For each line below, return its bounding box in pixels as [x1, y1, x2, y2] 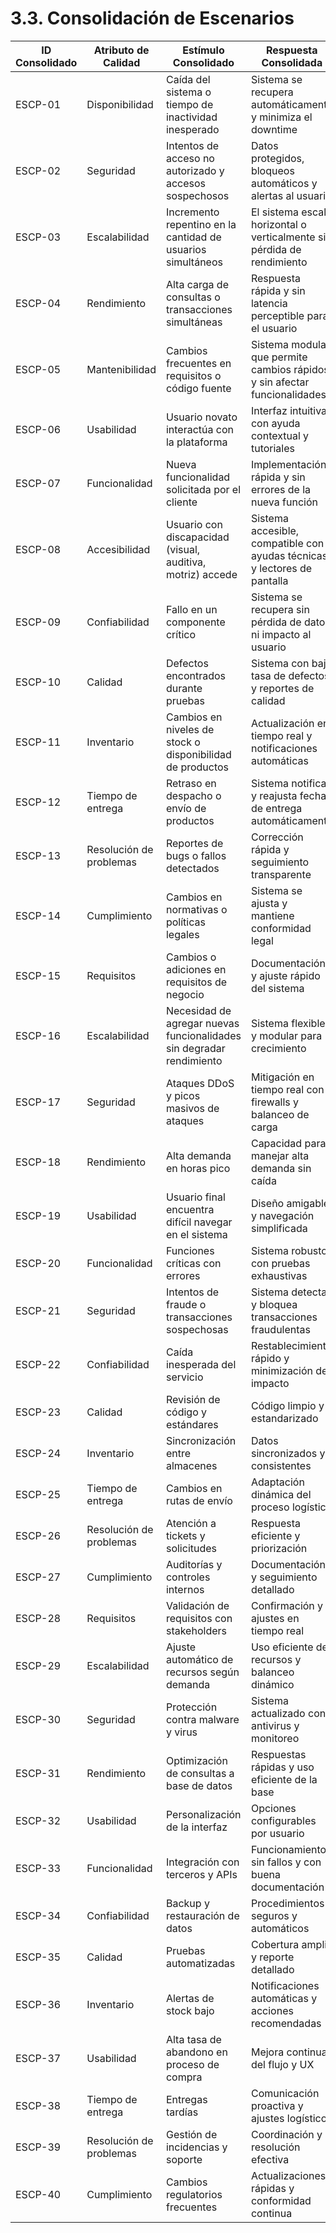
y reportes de [250, 681, 315, 695]
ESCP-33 [15, 1861, 62, 1875]
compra [165, 2070, 203, 2084]
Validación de [165, 1598, 230, 1612]
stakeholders [165, 1623, 227, 1637]
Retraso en [165, 776, 217, 790]
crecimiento [250, 1041, 307, 1055]
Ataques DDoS [165, 1076, 235, 1090]
